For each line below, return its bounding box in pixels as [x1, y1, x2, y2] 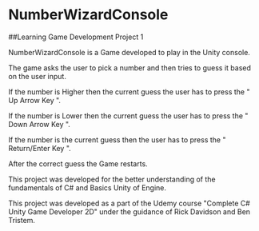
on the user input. [8, 71, 66, 81]
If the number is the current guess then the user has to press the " [8, 134, 226, 145]
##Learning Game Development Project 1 [8, 32, 144, 42]
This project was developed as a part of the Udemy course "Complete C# [8, 198, 250, 208]
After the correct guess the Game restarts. [8, 158, 148, 169]
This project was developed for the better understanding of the [8, 174, 216, 184]
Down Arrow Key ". [8, 119, 70, 129]
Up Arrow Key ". [8, 95, 62, 105]
